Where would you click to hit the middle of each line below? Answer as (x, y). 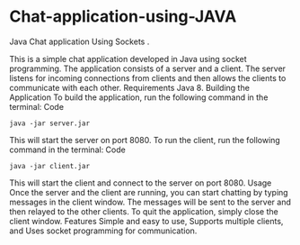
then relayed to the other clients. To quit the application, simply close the (144, 211)
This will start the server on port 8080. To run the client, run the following (145, 140)
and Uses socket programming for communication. (103, 231)
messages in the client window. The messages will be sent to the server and (150, 202)
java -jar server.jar (50, 123)
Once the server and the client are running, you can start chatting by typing (149, 192)
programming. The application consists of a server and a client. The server (147, 68)
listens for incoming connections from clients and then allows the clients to (148, 77)
